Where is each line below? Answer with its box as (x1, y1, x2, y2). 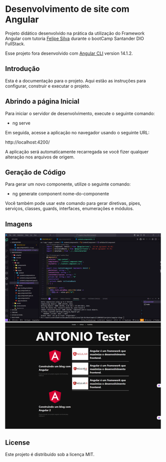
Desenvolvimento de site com (5, 3, 130, 15)
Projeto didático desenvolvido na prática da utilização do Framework (5, 30, 145, 36)
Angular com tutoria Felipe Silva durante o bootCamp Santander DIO (5, 36, 144, 41)
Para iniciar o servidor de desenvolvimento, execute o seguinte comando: (5, 110, 155, 116)
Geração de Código (5, 168, 66, 176)
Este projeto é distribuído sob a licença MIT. (5, 452, 95, 458)
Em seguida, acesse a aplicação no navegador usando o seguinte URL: (5, 129, 150, 135)
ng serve (12, 120, 31, 126)
